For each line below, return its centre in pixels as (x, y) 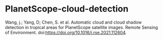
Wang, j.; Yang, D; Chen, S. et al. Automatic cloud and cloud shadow (73, 22)
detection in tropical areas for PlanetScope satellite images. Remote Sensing (81, 27)
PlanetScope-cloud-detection (67, 9)
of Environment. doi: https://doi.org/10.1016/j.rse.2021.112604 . (66, 32)
